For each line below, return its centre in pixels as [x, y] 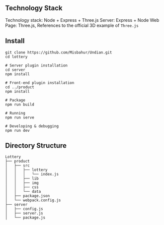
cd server [15, 70]
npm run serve [20, 117]
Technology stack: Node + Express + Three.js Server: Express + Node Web [82, 20]
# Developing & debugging [32, 126]
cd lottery [16, 56]
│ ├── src [17, 166]
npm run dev [17, 130]
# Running [15, 113]
